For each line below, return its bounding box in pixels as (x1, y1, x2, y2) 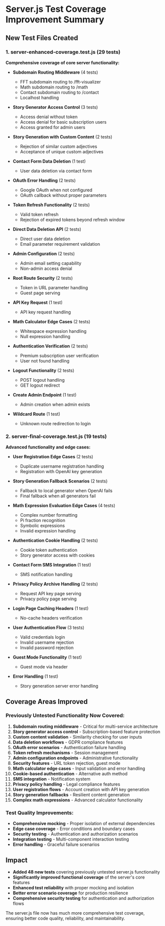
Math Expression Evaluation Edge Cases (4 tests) (12, 503, 115, 509)
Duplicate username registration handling (20, 463, 104, 469)
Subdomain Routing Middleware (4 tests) (12, 69, 98, 75)
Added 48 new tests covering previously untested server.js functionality (12, 869, 160, 875)
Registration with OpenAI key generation (20, 469, 102, 475)
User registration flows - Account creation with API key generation (12, 786, 150, 792)
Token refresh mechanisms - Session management (12, 750, 119, 755)
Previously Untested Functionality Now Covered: (5, 712, 125, 719)
